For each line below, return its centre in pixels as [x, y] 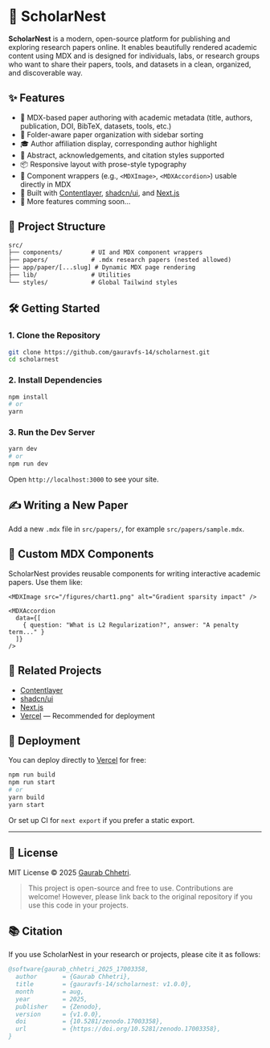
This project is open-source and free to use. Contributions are [131, 888]
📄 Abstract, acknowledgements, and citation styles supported [122, 155]
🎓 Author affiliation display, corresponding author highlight [119, 143]
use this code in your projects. [78, 905]
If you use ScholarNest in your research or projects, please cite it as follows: [135, 955]
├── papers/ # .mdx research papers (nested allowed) [120, 260]
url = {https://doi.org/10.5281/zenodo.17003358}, [118, 1029]
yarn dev [23, 449]
